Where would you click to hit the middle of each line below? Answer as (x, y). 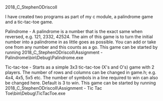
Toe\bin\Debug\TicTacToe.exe (35, 93)
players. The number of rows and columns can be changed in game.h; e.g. (81, 72)
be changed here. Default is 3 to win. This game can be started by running (81, 83)
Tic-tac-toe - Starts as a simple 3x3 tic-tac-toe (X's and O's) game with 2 (80, 67)
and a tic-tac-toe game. (29, 22)
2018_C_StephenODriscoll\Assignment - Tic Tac (54, 88)
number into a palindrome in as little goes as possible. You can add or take (81, 42)
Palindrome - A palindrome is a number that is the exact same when (74, 31)
